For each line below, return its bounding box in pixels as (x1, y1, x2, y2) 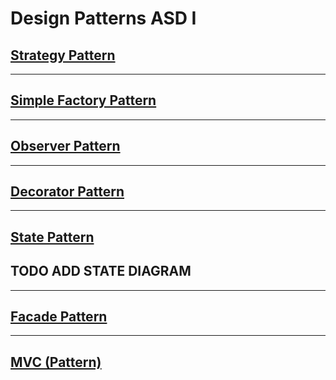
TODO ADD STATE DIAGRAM (10, 263, 192, 280)
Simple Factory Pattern (10, 92, 157, 109)
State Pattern (10, 228, 95, 246)
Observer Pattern (10, 138, 121, 155)
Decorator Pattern (10, 183, 125, 201)
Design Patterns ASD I (10, 7, 197, 30)
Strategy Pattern (10, 47, 116, 64)
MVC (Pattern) (10, 353, 102, 371)
